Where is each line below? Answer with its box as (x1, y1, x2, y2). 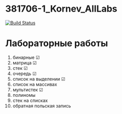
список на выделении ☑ (12, 75, 66, 82)
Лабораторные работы (5, 37, 108, 49)
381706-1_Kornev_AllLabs (5, 3, 118, 15)
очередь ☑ (12, 70, 37, 77)
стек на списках (12, 97, 48, 103)
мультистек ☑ (12, 87, 43, 93)
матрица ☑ (12, 59, 37, 66)
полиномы (12, 92, 36, 98)
